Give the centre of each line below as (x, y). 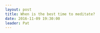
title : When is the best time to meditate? (50, 14)
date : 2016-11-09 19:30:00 (33, 18)
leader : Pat (17, 23)
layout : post (18, 9)
